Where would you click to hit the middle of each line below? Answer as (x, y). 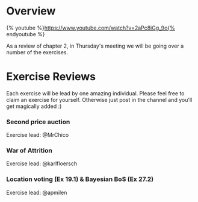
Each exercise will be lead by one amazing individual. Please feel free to (95, 93)
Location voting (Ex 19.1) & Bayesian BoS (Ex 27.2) (80, 179)
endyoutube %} (26, 34)
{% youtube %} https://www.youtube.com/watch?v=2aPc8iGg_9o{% (91, 28)
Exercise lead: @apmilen (37, 192)
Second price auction (38, 122)
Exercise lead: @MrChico (38, 135)
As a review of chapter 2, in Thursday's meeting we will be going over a (95, 46)
